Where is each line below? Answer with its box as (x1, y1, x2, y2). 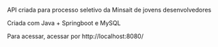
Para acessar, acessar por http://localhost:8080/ (7, 32, 144, 40)
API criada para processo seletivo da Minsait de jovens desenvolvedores (7, 6, 212, 14)
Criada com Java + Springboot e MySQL (7, 19, 121, 27)
